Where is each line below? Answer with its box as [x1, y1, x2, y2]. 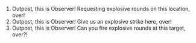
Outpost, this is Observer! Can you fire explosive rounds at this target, [11, 24, 186, 31]
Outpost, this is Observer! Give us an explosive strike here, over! [11, 18, 172, 25]
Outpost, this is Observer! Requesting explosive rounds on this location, [11, 5, 190, 12]
